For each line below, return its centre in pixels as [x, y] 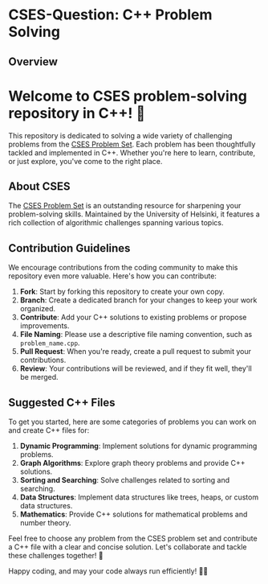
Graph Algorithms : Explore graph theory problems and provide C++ [133, 463]
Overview [33, 62]
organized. [38, 309]
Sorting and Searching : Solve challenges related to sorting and [125, 479]
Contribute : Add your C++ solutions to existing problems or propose [133, 317]
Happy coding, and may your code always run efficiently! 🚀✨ [108, 571]
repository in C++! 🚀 [77, 113]
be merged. [39, 377]
